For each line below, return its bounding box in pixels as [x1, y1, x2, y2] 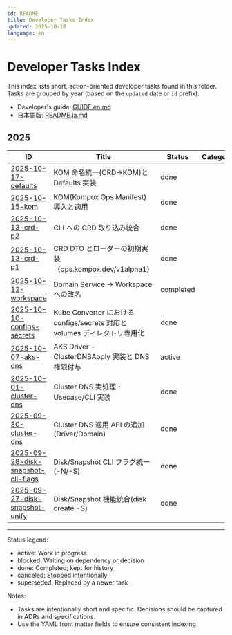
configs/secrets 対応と [53, 318, 128, 327]
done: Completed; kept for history [17, 564, 114, 571]
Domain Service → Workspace [53, 279, 153, 289]
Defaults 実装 [53, 178, 97, 187]
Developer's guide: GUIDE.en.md [17, 103, 112, 111]
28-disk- [10, 457, 43, 466]
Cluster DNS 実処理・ [53, 382, 123, 392]
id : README [7, 10, 39, 17]
